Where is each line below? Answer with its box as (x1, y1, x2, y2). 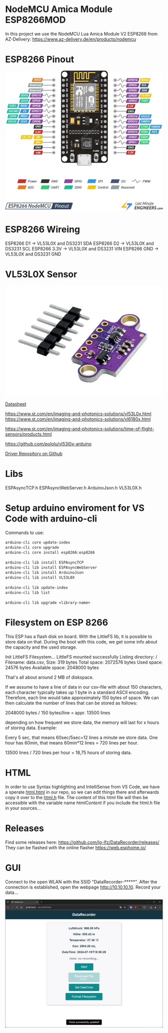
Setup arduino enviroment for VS (5, 502, 145, 514)
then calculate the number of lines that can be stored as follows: (5, 700, 137, 706)
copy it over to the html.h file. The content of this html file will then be (5, 794, 148, 800)
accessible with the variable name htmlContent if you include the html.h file (5, 800, 160, 806)
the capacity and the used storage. (5, 644, 77, 650)
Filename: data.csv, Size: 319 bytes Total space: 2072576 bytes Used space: (5, 659, 163, 665)
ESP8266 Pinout (5, 54, 74, 65)
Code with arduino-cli (5, 513, 97, 525)
